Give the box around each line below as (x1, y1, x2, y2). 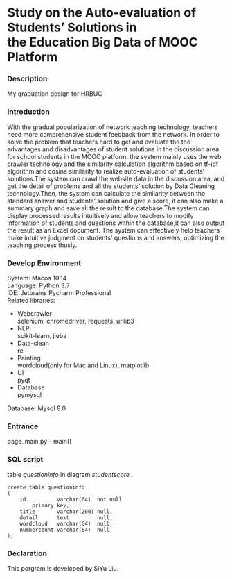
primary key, (32, 502, 70, 509)
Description (7, 74, 48, 84)
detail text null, (19, 514, 113, 521)
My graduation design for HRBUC (7, 90, 102, 98)
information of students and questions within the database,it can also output (7, 219, 225, 227)
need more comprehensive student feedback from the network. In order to (7, 130, 220, 138)
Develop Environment (7, 258, 82, 268)
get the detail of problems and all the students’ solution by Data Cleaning (7, 182, 215, 190)
